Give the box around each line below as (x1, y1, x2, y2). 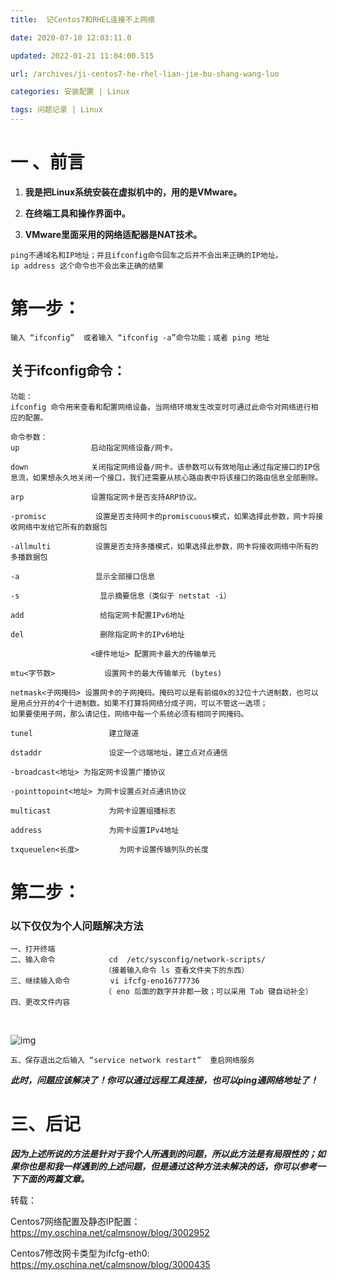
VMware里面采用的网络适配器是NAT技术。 (24, 228, 203, 240)
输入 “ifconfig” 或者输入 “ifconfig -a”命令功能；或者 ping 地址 (10, 332, 270, 343)
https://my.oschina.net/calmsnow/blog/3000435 (10, 1259, 211, 1271)
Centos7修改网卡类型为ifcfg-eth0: (10, 1247, 150, 1260)
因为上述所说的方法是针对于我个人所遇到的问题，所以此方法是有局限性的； (10, 1148, 317, 1160)
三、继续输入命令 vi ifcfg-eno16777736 (10, 976, 200, 986)
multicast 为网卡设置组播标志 (10, 806, 177, 816)
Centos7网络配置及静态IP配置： (10, 1216, 141, 1228)
